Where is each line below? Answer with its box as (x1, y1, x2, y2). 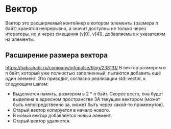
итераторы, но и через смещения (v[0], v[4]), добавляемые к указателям (5, 31, 166, 37)
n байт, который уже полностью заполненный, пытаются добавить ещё (5, 70, 161, 76)
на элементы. (5, 36, 35, 42)
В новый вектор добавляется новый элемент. (12, 112, 112, 118)
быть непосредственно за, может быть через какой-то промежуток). (12, 101, 164, 108)
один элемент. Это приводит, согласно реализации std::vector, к (5, 75, 146, 82)
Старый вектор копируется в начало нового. (12, 107, 111, 113)
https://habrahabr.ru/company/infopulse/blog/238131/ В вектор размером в (5, 64, 166, 70)
